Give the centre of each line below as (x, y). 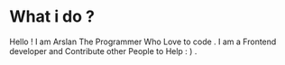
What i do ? (52, 17)
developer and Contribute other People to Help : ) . (103, 51)
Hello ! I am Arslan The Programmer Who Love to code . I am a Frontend (143, 42)
